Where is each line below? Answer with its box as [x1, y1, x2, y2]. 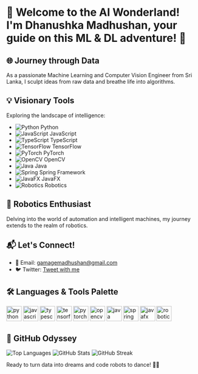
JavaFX [41, 175, 61, 182]
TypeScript [50, 136, 78, 143]
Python [40, 123, 59, 131]
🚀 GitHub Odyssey [6, 333, 77, 344]
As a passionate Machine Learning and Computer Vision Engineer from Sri [6, 72, 193, 78]
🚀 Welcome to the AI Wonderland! [6, 5, 180, 19]
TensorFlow [52, 143, 82, 150]
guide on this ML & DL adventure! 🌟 [6, 32, 186, 45]
